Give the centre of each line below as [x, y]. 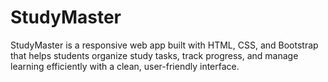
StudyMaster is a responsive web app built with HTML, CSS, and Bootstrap [164, 45]
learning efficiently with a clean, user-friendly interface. [125, 66]
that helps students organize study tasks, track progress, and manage [154, 55]
